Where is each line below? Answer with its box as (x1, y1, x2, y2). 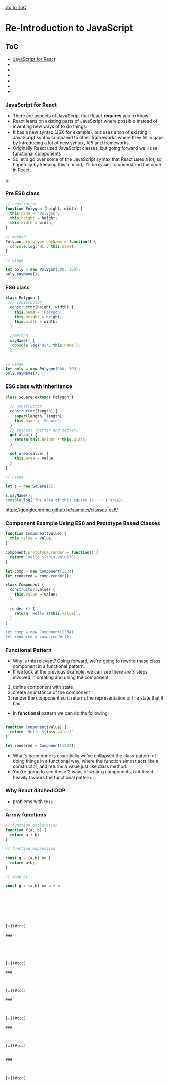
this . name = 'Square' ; (14, 418, 62, 423)
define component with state (12, 684, 73, 690)
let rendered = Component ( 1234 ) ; (5, 743, 76, 748)
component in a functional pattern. (12, 663, 85, 669)
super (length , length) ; (14, 414, 65, 419)
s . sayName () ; (5, 493, 33, 498)
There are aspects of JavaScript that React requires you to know (12, 113, 149, 119)
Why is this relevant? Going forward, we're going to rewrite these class (12, 658, 161, 664)
